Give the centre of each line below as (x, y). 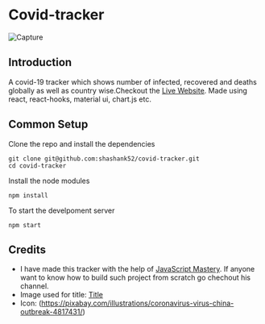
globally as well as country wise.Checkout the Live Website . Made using (128, 90)
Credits (27, 249)
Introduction (40, 62)
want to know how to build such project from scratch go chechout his (135, 278)
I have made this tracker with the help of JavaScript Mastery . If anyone (137, 269)
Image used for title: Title (61, 295)
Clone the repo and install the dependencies (82, 143)
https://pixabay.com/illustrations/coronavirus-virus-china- (138, 303)
